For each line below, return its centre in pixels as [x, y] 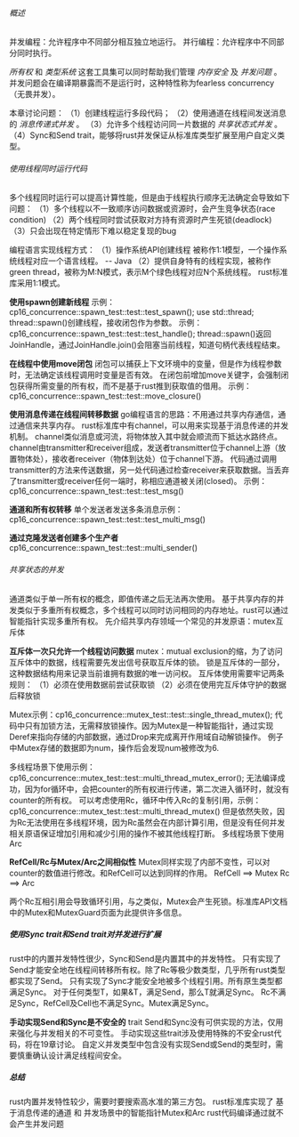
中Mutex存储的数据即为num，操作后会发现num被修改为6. [114, 747]
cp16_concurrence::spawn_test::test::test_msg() [97, 491]
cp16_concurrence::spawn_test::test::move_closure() [105, 396]
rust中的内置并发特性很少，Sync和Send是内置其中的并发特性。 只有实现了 [145, 958]
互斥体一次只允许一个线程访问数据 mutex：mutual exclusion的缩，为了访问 [146, 651]
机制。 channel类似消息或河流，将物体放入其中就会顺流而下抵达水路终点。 [146, 437]
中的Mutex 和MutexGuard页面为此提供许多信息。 [98, 912]
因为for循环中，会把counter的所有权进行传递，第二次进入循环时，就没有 [157, 789]
